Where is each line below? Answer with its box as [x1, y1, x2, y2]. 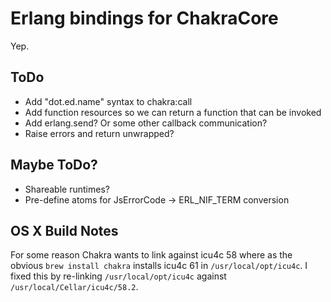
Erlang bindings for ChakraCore [10, 7, 279, 30]
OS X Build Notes [10, 222, 119, 239]
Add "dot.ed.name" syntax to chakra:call [24, 95, 193, 107]
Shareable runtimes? [24, 183, 110, 195]
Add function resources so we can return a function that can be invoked [24, 106, 322, 118]
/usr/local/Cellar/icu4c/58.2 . [10, 281, 139, 293]
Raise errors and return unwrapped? [24, 127, 175, 139]
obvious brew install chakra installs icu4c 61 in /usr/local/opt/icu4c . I [10, 260, 308, 272]
